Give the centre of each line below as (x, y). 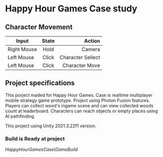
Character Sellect (80, 57)
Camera (91, 49)
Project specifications (40, 83)
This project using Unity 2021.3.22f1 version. (51, 126)
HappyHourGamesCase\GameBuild (41, 150)
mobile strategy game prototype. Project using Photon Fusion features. (78, 100)
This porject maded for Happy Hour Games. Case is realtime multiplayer (79, 95)
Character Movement (39, 27)
